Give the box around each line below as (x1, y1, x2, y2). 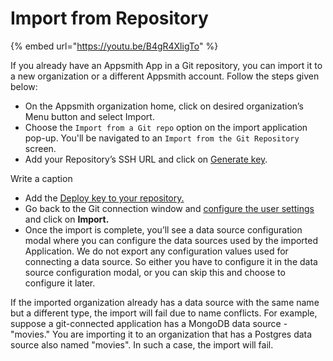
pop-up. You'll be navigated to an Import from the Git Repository (24, 132, 300, 144)
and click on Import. (24, 213, 110, 225)
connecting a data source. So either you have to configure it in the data (24, 255, 318, 267)
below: (10, 80, 38, 92)
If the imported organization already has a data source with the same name (10, 296, 320, 308)
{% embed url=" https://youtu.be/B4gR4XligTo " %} (10, 40, 219, 52)
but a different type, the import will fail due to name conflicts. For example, (10, 307, 318, 319)
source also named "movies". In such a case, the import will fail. (10, 338, 274, 351)
